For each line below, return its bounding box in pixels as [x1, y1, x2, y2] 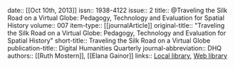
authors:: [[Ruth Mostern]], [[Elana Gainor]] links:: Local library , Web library [7, 51, 228, 60]
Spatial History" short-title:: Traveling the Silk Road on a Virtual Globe [7, 36, 211, 45]
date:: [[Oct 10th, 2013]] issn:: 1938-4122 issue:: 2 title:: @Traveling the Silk [7, 6, 228, 14]
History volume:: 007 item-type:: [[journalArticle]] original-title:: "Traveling [7, 21, 225, 29]
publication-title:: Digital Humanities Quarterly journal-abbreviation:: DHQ [7, 44, 222, 52]
